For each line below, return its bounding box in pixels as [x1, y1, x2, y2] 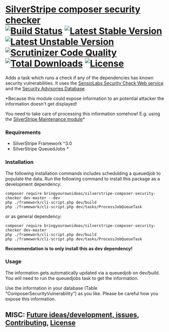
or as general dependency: [5, 213, 62, 219]
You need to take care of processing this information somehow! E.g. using [5, 111, 160, 117]
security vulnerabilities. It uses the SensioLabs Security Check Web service [5, 80, 164, 86]
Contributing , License [5, 319, 76, 327]
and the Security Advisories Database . [5, 85, 86, 91]
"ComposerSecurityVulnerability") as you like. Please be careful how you [5, 290, 159, 296]
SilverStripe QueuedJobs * [12, 146, 69, 152]
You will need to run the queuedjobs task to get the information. [5, 275, 139, 281]
